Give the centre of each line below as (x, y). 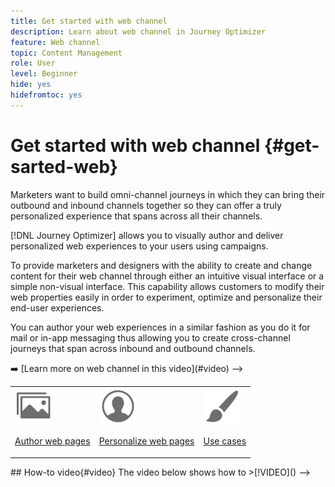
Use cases (225, 441)
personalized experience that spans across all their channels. (136, 216)
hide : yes (31, 85)
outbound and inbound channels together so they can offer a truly (146, 205)
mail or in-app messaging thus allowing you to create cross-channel (150, 337)
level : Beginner (44, 74)
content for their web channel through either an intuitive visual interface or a (167, 276)
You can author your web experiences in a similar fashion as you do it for (160, 327)
